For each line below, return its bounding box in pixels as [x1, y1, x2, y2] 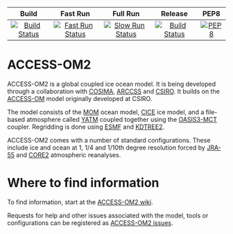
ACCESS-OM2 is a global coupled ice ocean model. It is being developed [7, 80, 216, 88]
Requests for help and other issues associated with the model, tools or [7, 211, 209, 219]
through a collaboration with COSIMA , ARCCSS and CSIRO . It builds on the [7, 87, 220, 96]
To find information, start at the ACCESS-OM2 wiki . [7, 197, 154, 206]
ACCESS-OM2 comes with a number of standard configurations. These [7, 136, 211, 144]
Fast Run [60, 9, 90, 18]
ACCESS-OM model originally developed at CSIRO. [7, 94, 153, 102]
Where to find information [7, 175, 159, 191]
